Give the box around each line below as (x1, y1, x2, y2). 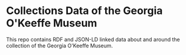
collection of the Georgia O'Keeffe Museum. (6, 42, 113, 49)
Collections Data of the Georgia (6, 4, 163, 18)
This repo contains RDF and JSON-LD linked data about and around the (6, 36, 180, 43)
